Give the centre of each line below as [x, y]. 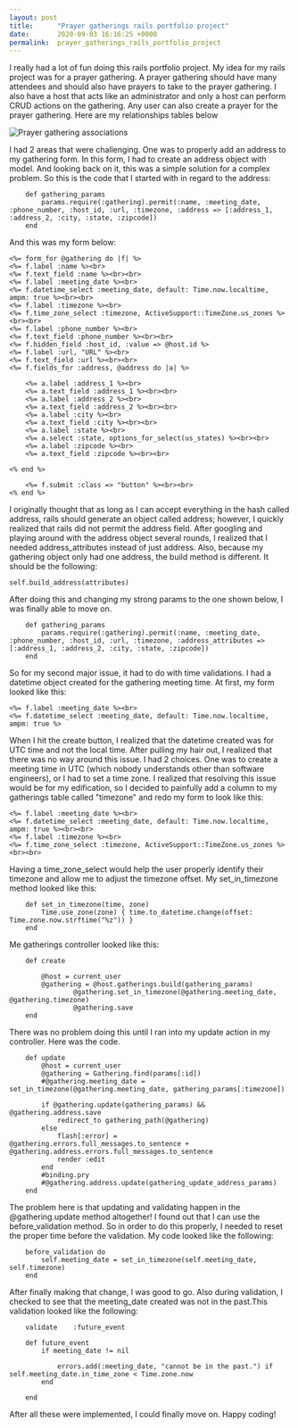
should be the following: [54, 567]
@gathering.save [103, 1008]
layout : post [33, 17]
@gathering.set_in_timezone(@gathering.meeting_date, [175, 992]
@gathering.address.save [55, 1113]
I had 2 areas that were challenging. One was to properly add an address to [148, 150]
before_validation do [65, 1252]
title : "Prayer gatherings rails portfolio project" [119, 26]
